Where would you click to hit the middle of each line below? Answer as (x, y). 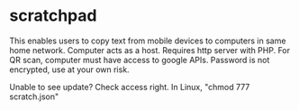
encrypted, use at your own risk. (69, 69)
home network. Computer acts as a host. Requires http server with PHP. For (150, 50)
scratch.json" (34, 97)
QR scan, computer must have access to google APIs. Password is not (140, 60)
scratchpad (53, 16)
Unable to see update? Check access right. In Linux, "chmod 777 (130, 87)
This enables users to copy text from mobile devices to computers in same (148, 41)
